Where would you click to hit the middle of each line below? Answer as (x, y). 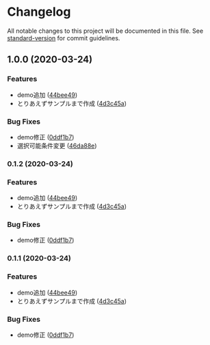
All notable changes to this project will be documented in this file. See (105, 31)
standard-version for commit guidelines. (64, 38)
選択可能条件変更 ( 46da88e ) (57, 146)
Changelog (39, 12)
